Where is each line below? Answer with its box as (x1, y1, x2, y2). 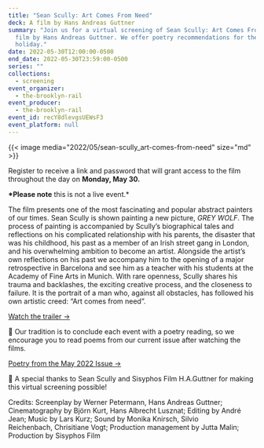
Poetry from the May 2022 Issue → (8, 359, 122, 368)
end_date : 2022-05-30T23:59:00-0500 (8, 56, 128, 64)
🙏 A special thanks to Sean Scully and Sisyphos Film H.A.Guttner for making (8, 373, 254, 383)
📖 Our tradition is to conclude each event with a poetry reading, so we (8, 326, 235, 336)
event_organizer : (8, 84, 65, 93)
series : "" (8, 63, 44, 71)
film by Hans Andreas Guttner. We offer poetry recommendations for (15, 33, 244, 42)
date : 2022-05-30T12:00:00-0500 (8, 48, 114, 56)
